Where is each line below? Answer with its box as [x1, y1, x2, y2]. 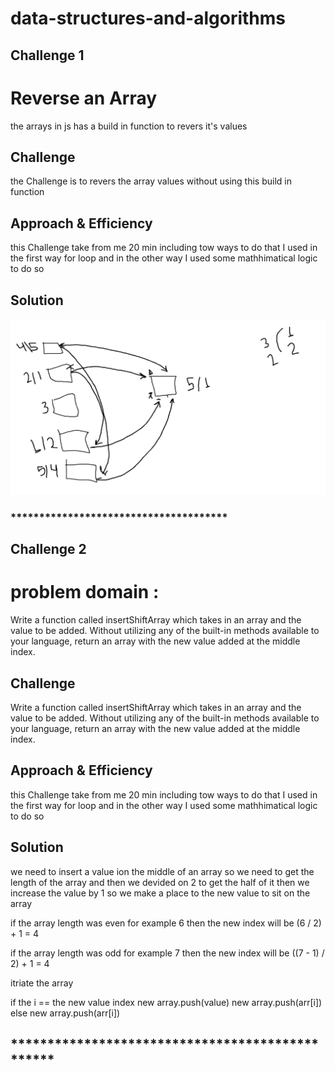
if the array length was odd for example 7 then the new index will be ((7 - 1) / [10, 947, 325, 959]
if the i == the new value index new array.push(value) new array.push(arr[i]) [10, 996, 323, 1008]
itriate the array [10, 977, 74, 989]
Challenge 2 [10, 541, 87, 558]
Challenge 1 [10, 47, 85, 64]
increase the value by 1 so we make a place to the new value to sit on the [10, 887, 311, 899]
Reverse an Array [10, 87, 158, 109]
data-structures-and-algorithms [10, 7, 287, 30]
